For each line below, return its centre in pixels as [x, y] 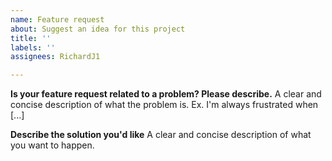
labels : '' [33, 47]
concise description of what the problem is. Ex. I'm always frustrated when [164, 105]
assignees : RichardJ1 [55, 57]
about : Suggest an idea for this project [98, 29]
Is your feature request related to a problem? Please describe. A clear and [166, 94]
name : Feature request [57, 19]
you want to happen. [52, 145]
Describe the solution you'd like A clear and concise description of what [161, 135]
